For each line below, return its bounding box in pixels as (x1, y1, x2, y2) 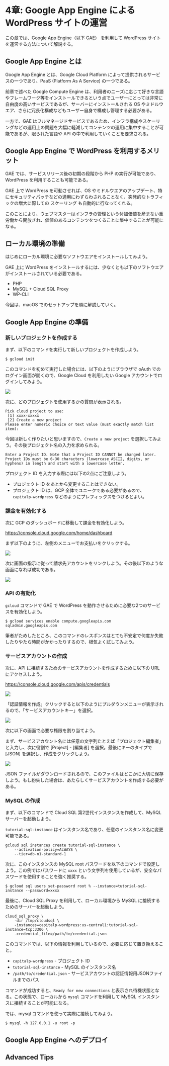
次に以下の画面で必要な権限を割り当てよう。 (5, 727, 98, 733)
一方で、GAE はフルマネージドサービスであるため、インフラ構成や (5, 118, 143, 124)
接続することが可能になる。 (14, 1000, 71, 1006)
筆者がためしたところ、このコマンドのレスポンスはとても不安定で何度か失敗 (5, 632, 163, 639)
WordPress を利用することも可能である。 (5, 176, 91, 183)
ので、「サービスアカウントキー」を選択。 (9, 707, 96, 713)
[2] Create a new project (7, 418, 62, 423)
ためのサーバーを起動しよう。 (5, 904, 67, 910)
